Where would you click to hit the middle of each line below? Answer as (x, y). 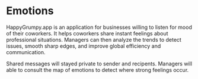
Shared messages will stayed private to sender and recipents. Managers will (99, 64)
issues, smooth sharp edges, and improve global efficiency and (84, 46)
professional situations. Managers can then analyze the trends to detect (94, 39)
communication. (26, 52)
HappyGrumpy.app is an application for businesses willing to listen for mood (99, 27)
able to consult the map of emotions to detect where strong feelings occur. (98, 70)
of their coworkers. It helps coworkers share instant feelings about (87, 33)
